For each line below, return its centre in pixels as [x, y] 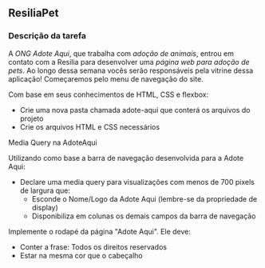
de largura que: [45, 190]
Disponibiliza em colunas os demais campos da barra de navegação [144, 216]
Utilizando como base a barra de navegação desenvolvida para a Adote [126, 158]
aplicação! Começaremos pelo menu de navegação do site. [106, 78]
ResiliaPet [34, 13]
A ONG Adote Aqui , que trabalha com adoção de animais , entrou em [121, 53]
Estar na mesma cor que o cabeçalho [81, 255]
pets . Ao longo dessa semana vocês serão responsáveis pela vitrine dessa [131, 70]
